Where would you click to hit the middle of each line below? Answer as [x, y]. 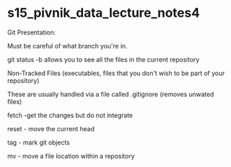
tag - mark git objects [39, 142]
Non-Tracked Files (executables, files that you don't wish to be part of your [116, 73]
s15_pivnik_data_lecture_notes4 [104, 13]
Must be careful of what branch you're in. [68, 46]
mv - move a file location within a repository [71, 156]
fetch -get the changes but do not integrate [70, 115]
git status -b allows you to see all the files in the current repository [104, 59]
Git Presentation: [32, 32]
